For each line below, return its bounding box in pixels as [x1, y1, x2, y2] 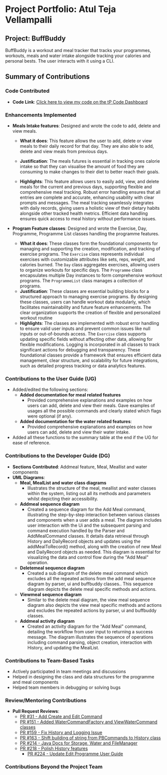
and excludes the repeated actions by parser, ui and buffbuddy [27, 607, 157, 613]
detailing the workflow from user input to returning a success [27, 628, 153, 634]
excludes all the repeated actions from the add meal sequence [27, 575, 156, 581]
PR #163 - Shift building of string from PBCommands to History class [19, 735, 161, 741]
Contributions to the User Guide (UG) [5, 375, 97, 382]
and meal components [12, 679, 59, 685]
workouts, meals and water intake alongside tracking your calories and [5, 53, 151, 59]
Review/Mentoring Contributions [5, 697, 87, 704]
